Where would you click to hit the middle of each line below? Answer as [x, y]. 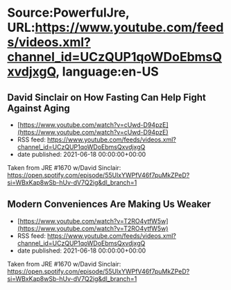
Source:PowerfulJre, [68, 13]
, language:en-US [107, 72]
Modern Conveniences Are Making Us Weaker [109, 204]
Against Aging [39, 108]
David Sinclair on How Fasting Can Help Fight [107, 97]
